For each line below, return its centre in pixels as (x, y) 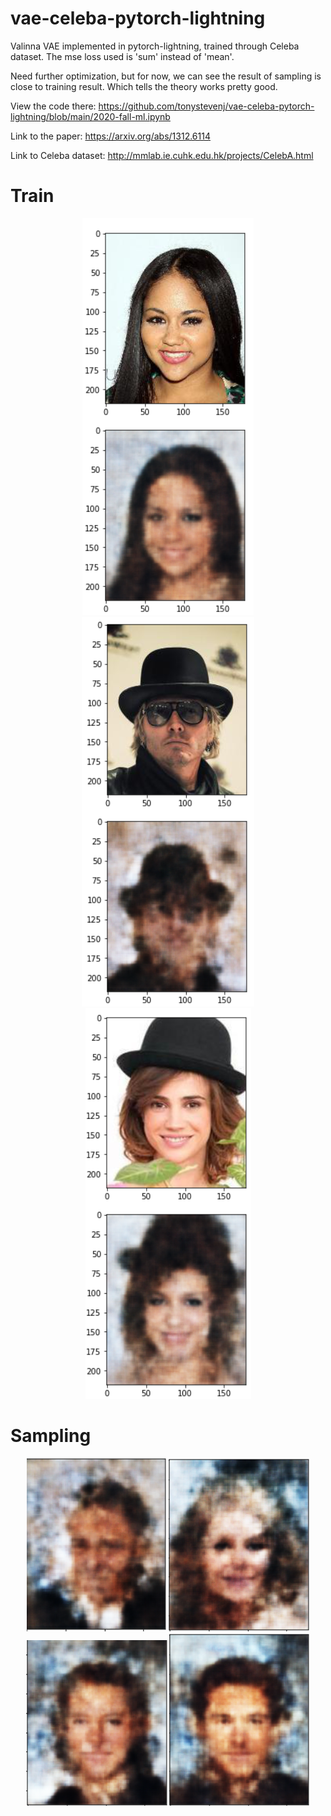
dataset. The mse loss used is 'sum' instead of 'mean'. (122, 56)
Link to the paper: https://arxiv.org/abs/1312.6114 (110, 136)
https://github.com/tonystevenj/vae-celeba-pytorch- (206, 106)
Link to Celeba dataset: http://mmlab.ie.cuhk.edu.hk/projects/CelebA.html (162, 155)
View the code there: (53, 106)
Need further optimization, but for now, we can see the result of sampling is (166, 76)
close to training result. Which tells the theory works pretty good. (144, 86)
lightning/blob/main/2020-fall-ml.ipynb (90, 116)
